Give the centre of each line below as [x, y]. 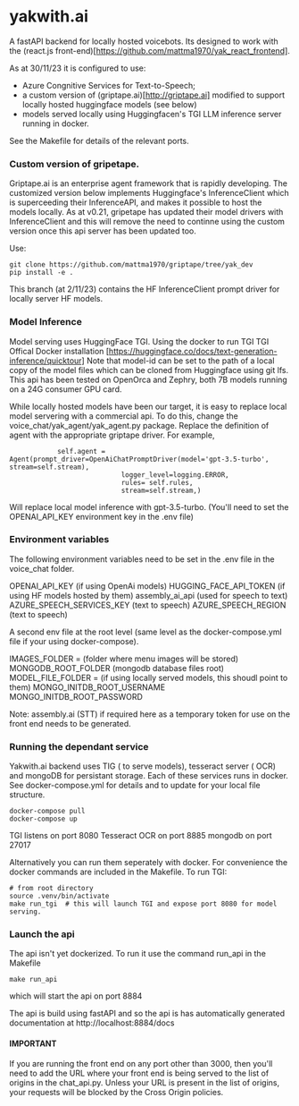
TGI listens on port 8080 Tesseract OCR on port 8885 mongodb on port [141, 836]
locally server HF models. [56, 299]
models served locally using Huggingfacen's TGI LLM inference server [152, 114]
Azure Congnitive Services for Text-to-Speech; [109, 85]
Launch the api [42, 934]
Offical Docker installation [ [59, 351]
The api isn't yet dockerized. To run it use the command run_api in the [137, 954]
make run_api [33, 980]
